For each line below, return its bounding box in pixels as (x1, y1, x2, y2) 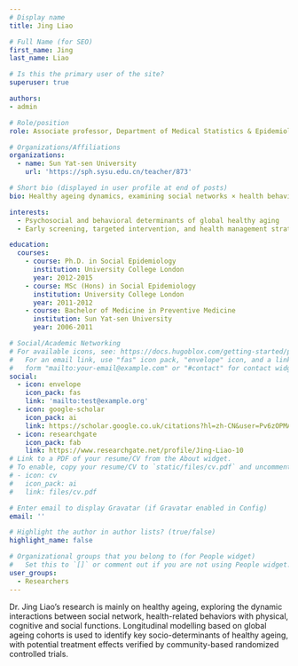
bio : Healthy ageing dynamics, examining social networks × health (9, 192, 264, 201)
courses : (17, 249, 50, 258)
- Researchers (17, 576, 69, 586)
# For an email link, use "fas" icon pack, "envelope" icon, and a (9, 355, 272, 364)
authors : (9, 94, 42, 103)
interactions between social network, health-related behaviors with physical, (9, 610, 289, 622)
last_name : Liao (9, 54, 69, 63)
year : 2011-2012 (32, 298, 93, 307)
